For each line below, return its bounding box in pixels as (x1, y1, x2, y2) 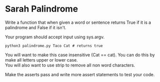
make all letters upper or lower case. (5, 57, 78, 63)
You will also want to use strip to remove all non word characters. (5, 62, 135, 68)
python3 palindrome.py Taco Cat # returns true (5, 43, 103, 48)
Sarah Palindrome (5, 3, 79, 15)
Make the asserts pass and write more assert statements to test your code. (5, 71, 155, 77)
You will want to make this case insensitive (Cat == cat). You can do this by (5, 52, 155, 58)
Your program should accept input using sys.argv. (5, 34, 105, 40)
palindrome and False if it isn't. (5, 24, 66, 30)
